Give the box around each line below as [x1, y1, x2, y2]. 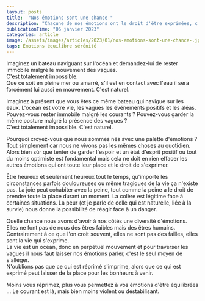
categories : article [6, 32, 59, 38]
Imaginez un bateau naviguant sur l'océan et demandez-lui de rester [6, 59, 179, 67]
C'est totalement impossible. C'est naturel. [6, 123, 113, 131]
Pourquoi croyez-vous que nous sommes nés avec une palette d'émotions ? [6, 135, 198, 142]
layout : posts [6, 9, 43, 15]
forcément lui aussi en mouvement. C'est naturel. [6, 85, 130, 93]
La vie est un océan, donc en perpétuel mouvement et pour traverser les [6, 243, 189, 250]
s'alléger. [6, 256, 29, 263]
